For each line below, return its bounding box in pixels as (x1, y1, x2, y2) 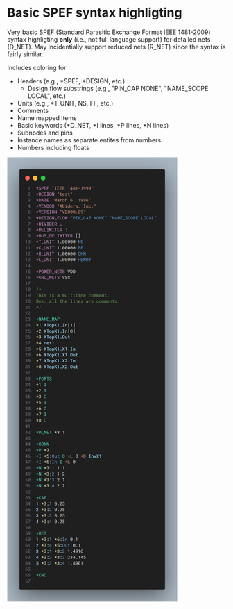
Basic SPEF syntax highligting (7, 5, 182, 21)
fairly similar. (7, 50, 44, 58)
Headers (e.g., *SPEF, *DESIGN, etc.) (17, 76, 126, 85)
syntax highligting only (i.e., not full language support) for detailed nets (7, 35, 211, 43)
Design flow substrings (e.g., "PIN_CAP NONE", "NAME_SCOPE (27, 84, 209, 92)
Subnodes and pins (17, 128, 73, 137)
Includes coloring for (7, 63, 67, 72)
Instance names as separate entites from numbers (17, 135, 162, 144)
